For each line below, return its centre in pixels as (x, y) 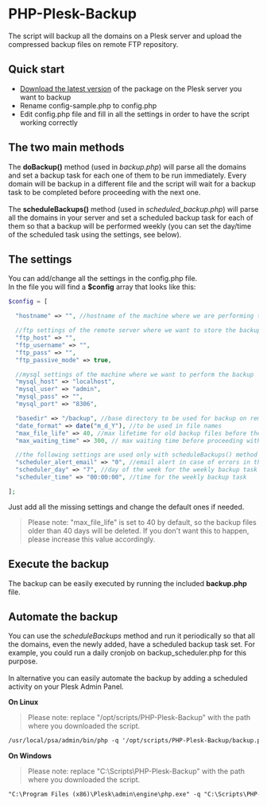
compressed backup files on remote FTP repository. (93, 44)
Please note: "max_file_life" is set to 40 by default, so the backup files (142, 522)
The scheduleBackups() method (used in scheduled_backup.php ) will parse (133, 209)
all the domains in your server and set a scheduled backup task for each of (131, 217)
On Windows (30, 756)
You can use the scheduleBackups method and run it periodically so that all (132, 636)
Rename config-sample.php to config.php (88, 105)
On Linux (23, 702)
